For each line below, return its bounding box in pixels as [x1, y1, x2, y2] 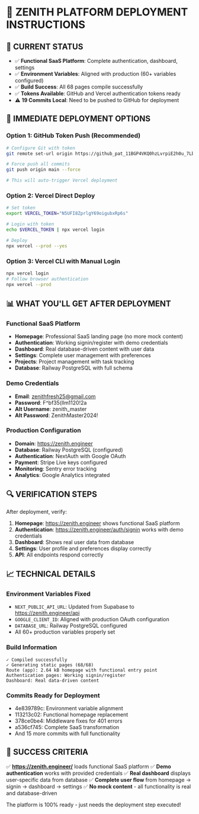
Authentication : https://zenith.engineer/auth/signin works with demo [14, 526, 184, 533]
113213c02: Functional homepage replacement [14, 711, 129, 718]
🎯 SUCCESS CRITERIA [6, 747, 89, 757]
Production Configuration [6, 427, 82, 435]
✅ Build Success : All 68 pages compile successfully [14, 83, 143, 90]
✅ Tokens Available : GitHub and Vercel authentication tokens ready [14, 90, 181, 97]
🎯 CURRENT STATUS [6, 42, 84, 52]
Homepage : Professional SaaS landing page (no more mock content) [14, 333, 184, 340]
